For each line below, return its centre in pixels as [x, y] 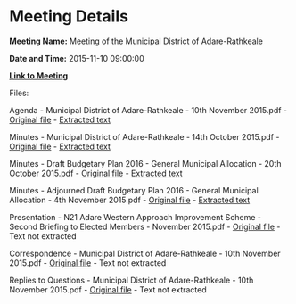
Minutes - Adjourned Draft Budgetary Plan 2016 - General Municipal [134, 190]
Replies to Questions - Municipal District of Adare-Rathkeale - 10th [132, 280]
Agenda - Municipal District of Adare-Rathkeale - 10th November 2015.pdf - [148, 110]
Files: [19, 93]
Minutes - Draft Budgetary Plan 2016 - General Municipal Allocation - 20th [145, 163]
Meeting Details [69, 16]
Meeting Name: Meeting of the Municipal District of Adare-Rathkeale [136, 41]
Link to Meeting [39, 75]
